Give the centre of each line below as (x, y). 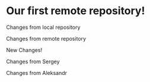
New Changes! (24, 50)
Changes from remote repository (46, 38)
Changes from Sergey (33, 61)
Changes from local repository (43, 27)
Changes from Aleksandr (36, 73)
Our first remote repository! (76, 11)
